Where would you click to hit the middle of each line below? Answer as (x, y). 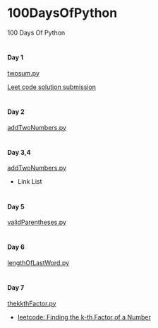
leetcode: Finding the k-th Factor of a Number (84, 317)
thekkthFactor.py (32, 303)
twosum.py (24, 73)
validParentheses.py (37, 222)
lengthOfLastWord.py (38, 262)
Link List (30, 182)
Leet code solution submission (52, 87)
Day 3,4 (19, 152)
